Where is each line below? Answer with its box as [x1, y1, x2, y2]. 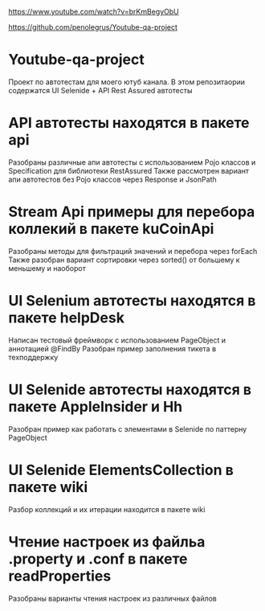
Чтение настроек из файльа [8, 532, 206, 551]
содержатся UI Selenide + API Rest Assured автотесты [8, 85, 193, 95]
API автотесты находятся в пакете [8, 114, 251, 132]
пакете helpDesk [8, 309, 124, 326]
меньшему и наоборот [8, 263, 86, 273]
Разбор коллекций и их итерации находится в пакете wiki [8, 504, 206, 514]
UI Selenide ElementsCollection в [8, 461, 234, 479]
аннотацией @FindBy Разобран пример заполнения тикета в [8, 343, 217, 353]
